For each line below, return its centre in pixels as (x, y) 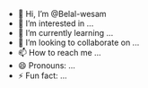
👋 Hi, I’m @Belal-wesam (62, 14)
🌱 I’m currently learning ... (65, 33)
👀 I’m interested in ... (56, 23)
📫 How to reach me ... (59, 53)
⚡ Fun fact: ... (42, 75)
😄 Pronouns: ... (47, 66)
